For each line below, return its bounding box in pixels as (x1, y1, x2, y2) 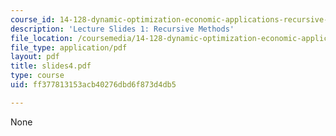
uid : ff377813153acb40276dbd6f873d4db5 (10, 80, 177, 90)
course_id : (10, 14, 56, 25)
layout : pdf (10, 52, 60, 62)
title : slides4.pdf (10, 61, 92, 71)
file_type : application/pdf (10, 42, 128, 53)
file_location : (10, 33, 74, 43)
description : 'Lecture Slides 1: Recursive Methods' (10, 24, 235, 34)
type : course (10, 71, 65, 81)
